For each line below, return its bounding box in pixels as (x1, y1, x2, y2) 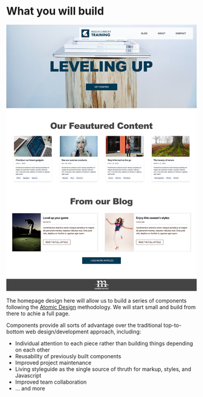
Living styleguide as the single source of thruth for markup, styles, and (14, 366, 192, 373)
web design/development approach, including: (25, 328, 141, 335)
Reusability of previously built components (14, 353, 121, 360)
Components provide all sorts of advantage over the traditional (6, 322, 163, 329)
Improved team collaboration (14, 378, 87, 386)
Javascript (14, 372, 42, 379)
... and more (14, 385, 45, 392)
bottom (6, 328, 24, 335)
